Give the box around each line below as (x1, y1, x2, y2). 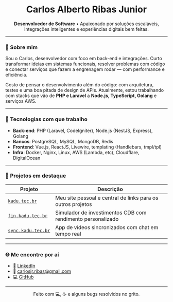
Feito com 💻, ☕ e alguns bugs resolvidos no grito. (33, 291, 140, 297)
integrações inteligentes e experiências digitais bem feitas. (24, 26, 149, 32)
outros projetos (55, 200, 92, 207)
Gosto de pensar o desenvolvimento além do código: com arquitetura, (5, 82, 154, 88)
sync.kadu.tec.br (8, 228, 50, 233)
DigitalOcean (12, 155, 41, 161)
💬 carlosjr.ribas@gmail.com (12, 268, 71, 274)
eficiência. (5, 72, 27, 78)
